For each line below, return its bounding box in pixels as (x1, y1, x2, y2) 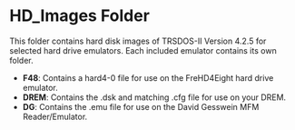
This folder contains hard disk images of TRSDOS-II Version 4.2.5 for (9, 35, 267, 46)
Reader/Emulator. (22, 111, 88, 122)
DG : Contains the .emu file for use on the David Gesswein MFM (22, 101, 260, 112)
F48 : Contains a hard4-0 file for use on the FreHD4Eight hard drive (22, 72, 274, 83)
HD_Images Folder (9, 5, 150, 26)
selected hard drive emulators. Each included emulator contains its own (9, 45, 277, 55)
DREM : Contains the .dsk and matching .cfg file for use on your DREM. (22, 92, 287, 103)
